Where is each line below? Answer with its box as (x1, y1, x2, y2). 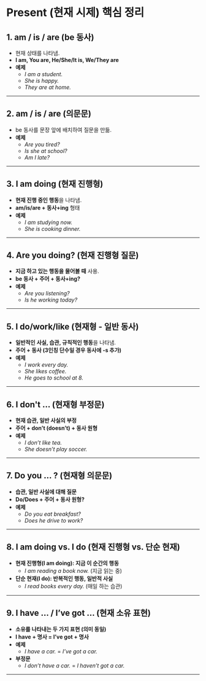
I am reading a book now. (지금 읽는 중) (24, 567, 123, 574)
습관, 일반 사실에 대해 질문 (15, 488, 77, 495)
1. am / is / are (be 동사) (6, 32, 94, 42)
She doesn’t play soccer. (24, 446, 88, 453)
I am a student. (24, 71, 63, 77)
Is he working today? (24, 296, 78, 304)
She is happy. (24, 77, 59, 84)
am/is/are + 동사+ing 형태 (15, 204, 80, 211)
